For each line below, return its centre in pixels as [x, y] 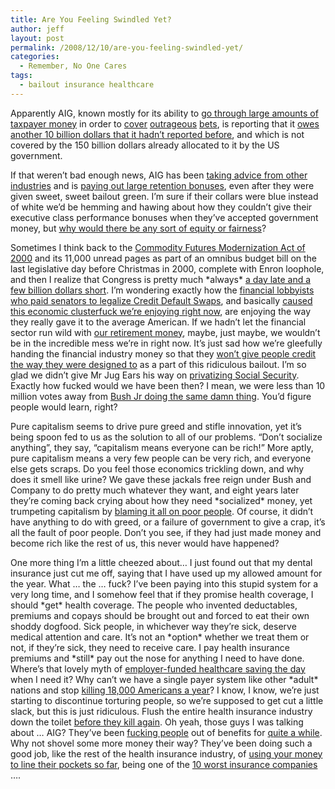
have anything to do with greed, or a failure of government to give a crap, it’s [168, 522]
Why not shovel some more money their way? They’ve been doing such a [161, 743]
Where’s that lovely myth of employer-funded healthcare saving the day [158, 668]
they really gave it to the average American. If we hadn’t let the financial [158, 322]
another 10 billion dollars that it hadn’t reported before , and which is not [157, 134]
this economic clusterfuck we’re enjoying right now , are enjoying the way [161, 311]
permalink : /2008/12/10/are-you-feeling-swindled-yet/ [127, 47]
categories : [35, 57]
